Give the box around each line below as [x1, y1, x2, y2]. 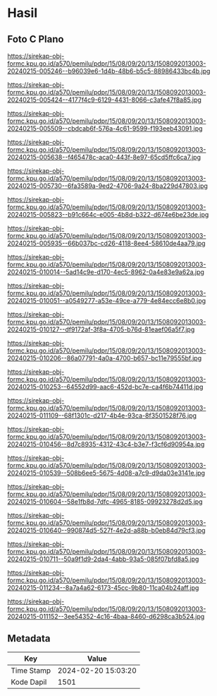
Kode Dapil [11, 677, 47, 687]
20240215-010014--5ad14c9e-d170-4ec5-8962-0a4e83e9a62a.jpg [7, 268, 204, 276]
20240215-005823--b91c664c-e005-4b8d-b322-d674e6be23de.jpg [7, 211, 209, 218]
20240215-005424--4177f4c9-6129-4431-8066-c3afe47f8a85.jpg [7, 95, 202, 104]
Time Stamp [11, 666, 51, 676]
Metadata [7, 632, 51, 644]
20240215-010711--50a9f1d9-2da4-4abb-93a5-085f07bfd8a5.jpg [7, 555, 199, 563]
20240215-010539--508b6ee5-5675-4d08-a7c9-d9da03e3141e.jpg [7, 468, 206, 477]
